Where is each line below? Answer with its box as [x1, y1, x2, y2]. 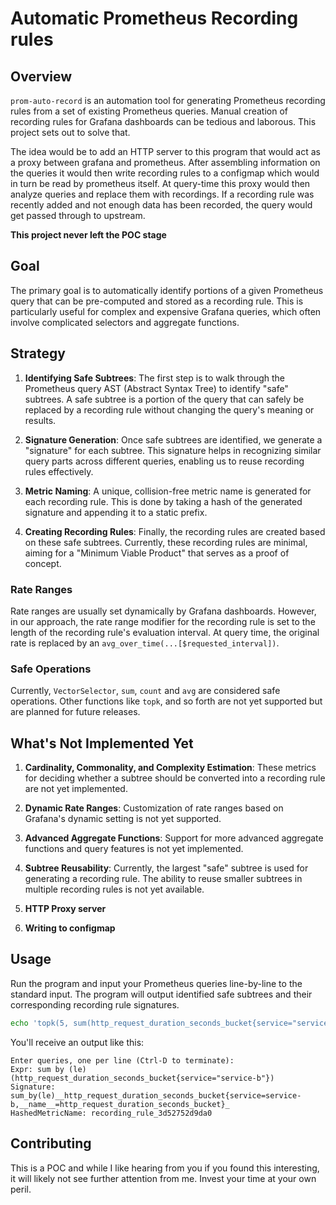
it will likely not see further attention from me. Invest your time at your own [10, 1172, 317, 1184]
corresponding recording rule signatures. [10, 998, 180, 1011]
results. [24, 414, 57, 426]
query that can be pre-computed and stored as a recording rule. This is [10, 295, 304, 307]
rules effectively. [24, 465, 94, 477]
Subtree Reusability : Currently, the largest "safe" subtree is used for [24, 862, 309, 874]
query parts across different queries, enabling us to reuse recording [24, 455, 305, 467]
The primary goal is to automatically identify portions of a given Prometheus [10, 284, 324, 296]
